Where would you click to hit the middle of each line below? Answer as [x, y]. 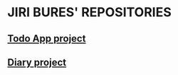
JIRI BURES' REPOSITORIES [90, 12]
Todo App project [47, 39]
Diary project [37, 62]
